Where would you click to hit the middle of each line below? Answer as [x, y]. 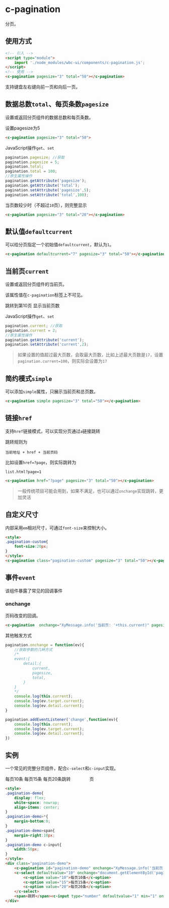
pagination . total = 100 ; [31, 171]
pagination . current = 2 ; [31, 330]
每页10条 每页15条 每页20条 [33, 779]
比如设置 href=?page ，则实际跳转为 [41, 462]
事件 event [20, 578]
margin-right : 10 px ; [35, 835]
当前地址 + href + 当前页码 [31, 452]
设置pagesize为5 [23, 128]
